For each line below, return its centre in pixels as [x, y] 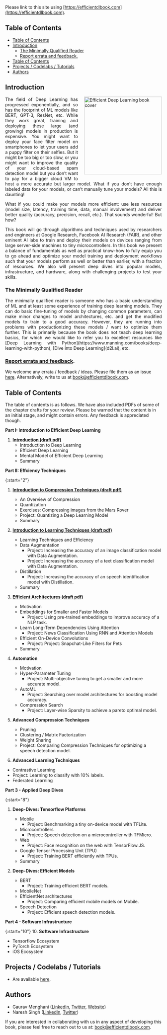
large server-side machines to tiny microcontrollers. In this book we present [83, 245]
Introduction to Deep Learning [50, 445]
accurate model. [44, 684]
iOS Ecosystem [28, 952]
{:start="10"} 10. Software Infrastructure [47, 932]
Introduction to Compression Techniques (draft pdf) [67, 490]
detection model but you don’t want [42, 173]
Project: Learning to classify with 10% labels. [58, 775]
